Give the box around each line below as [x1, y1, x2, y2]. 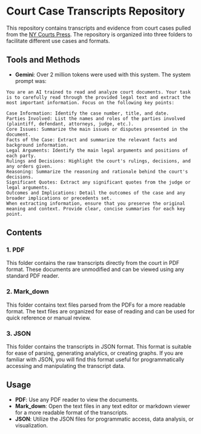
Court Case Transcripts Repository [6, 4, 185, 18]
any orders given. [6, 163, 53, 169]
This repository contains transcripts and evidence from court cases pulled [6, 24, 191, 32]
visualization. [15, 421, 48, 429]
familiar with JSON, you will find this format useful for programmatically [6, 356, 185, 363]
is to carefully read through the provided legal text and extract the [6, 94, 191, 101]
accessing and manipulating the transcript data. [6, 362, 125, 370]
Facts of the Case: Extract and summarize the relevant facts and [6, 136, 177, 143]
